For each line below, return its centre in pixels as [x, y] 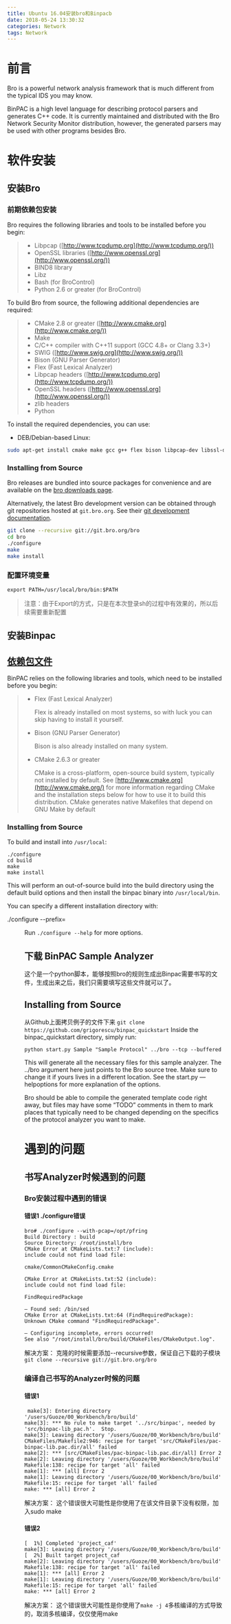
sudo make [46, 1511]
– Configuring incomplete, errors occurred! [89, 1333]
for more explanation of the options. [110, 1084]
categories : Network [37, 26]
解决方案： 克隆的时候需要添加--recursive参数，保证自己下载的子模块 [123, 1352]
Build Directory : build [60, 1237]
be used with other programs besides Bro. [67, 131]
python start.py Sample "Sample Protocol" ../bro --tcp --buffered [123, 1050]
